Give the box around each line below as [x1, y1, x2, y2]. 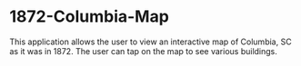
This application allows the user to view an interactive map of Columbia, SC [9, 36, 293, 47]
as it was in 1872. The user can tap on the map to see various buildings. [9, 45, 277, 56]
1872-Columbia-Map [9, 6, 170, 27]
